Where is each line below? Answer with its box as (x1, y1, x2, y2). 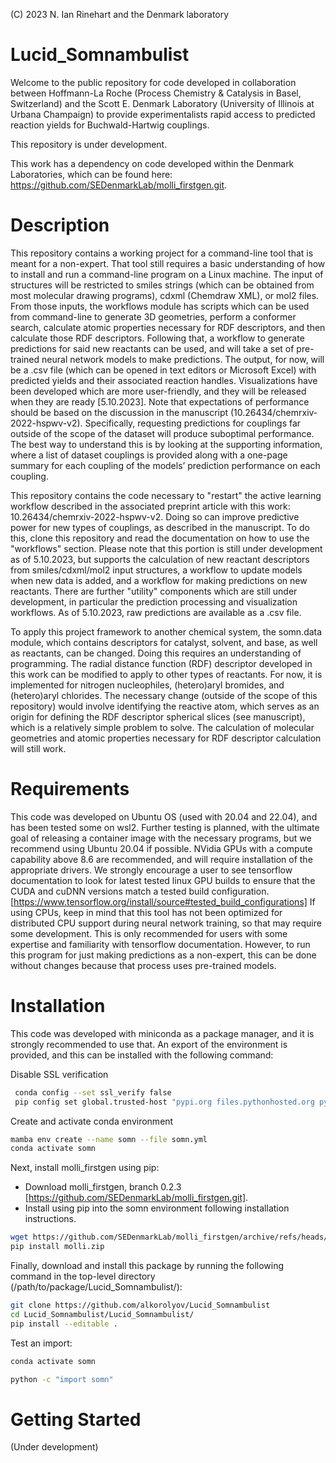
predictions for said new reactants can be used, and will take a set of (10, 342, 295, 354)
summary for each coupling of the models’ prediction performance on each (10, 459, 321, 471)
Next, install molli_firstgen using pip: (10, 1162, 160, 1174)
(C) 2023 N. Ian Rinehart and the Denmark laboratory (10, 9, 230, 20)
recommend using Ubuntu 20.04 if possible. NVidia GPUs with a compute (10, 842, 313, 854)
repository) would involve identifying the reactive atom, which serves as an (10, 700, 320, 712)
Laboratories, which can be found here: (10, 168, 173, 180)
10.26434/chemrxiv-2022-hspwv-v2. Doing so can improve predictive (10, 510, 300, 523)
